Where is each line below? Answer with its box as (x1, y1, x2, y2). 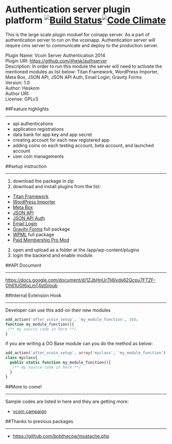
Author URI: (5, 90, 30, 96)
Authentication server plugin (5, 4, 131, 15)
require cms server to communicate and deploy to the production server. (5, 42, 159, 48)
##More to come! (5, 384, 42, 390)
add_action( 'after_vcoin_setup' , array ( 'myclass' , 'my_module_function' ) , (5, 350, 168, 356)
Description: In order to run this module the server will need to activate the (5, 63, 162, 69)
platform (5, 14, 42, 26)
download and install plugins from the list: (12, 183, 101, 189)
